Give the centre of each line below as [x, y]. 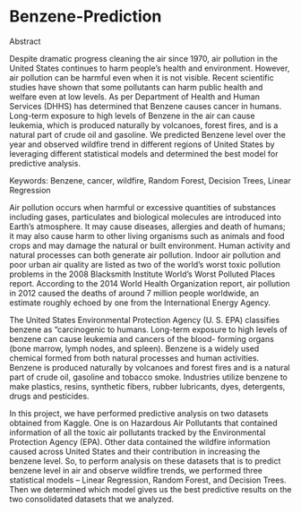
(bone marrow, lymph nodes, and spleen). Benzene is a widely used [134, 348]
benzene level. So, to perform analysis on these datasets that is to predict [145, 461]
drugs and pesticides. [49, 396]
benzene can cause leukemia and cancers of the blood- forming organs [142, 338]
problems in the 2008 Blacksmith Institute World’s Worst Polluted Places [142, 274]
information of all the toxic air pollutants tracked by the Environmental [138, 432]
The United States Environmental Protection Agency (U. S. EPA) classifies [145, 320]
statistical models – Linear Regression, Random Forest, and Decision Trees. [148, 480]
